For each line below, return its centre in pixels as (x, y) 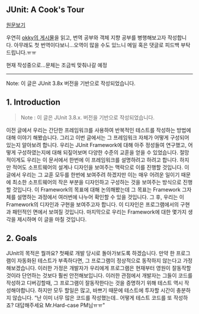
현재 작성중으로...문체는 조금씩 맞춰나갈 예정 (57, 65)
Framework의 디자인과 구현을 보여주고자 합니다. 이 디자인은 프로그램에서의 (93, 204)
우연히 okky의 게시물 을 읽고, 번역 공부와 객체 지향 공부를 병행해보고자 (86, 37)
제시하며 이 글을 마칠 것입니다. (52, 219)
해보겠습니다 (21, 268)
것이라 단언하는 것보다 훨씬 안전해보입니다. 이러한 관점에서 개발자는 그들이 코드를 (99, 275)
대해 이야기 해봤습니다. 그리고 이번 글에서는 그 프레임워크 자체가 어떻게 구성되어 (98, 137)
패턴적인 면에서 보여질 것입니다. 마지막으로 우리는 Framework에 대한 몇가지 (99, 212)
